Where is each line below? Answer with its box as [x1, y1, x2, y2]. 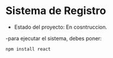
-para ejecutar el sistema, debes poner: [5, 35, 102, 42]
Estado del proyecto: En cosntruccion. [14, 23, 108, 30]
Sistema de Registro [5, 4, 106, 18]
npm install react [5, 46, 51, 52]
